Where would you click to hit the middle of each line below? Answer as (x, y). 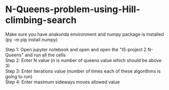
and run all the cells (45, 55)
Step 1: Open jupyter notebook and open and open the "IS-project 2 (76, 49)
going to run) (19, 76)
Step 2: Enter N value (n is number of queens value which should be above (83, 60)
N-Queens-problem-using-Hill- (73, 9)
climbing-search (41, 20)
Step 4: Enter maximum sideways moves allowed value (63, 82)
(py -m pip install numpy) (31, 40)
